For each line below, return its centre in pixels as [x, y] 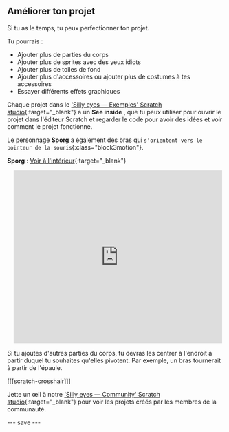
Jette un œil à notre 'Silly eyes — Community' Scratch [84, 394]
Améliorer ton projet [51, 11]
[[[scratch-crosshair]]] [39, 381]
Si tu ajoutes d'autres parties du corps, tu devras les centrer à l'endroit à [110, 353]
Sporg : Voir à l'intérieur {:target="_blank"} [67, 161]
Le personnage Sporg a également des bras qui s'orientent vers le [105, 140]
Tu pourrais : [25, 41]
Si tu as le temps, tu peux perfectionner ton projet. [78, 28]
